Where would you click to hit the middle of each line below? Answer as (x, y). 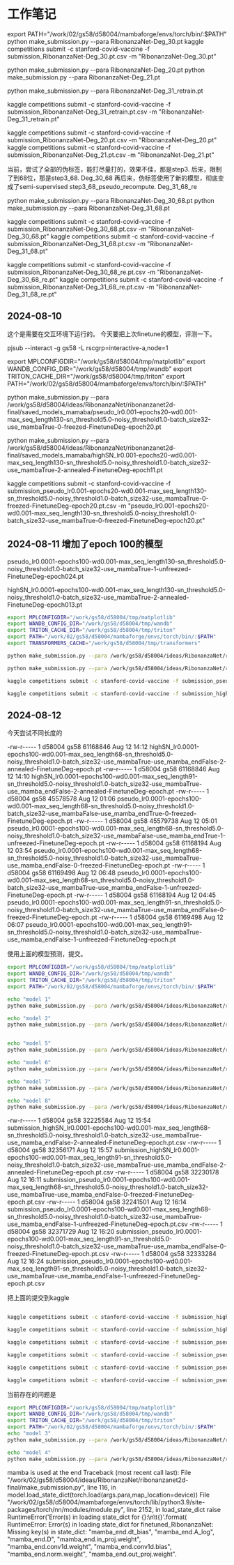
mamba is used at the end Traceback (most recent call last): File (99, 1472)
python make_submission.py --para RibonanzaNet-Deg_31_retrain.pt (105, 91)
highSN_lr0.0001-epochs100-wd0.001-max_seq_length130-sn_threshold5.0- (117, 589)
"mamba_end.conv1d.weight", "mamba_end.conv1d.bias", (89, 1546)
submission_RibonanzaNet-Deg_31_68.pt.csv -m (77, 243)
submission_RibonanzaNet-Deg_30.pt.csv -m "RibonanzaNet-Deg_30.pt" (112, 56)
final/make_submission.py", (46, 1487)
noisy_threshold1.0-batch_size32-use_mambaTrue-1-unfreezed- (99, 568)
